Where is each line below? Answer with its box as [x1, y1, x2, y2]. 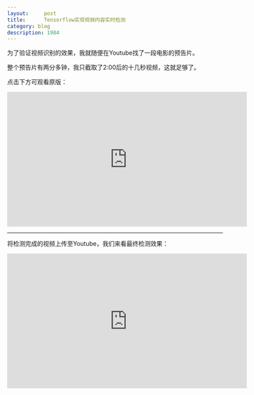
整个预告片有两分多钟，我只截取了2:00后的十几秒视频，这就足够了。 [7, 63, 201, 72]
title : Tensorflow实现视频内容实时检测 [7, 16, 126, 23]
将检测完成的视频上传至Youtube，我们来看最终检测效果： [7, 240, 169, 248]
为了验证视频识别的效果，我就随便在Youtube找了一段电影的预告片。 [7, 49, 199, 57]
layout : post [7, 10, 57, 17]
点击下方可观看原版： [7, 78, 67, 86]
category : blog [7, 23, 51, 29]
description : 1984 [7, 29, 60, 36]
